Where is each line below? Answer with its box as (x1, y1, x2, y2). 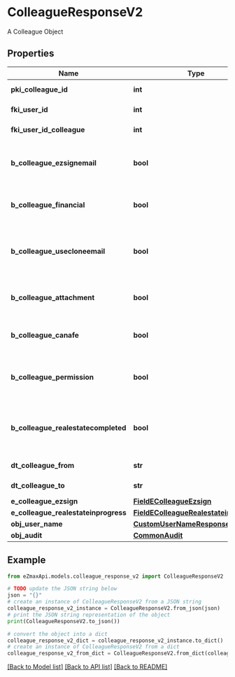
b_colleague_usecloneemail (10, 246, 106, 256)
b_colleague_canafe (10, 330, 79, 340)
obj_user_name (10, 519, 63, 529)
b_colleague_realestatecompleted (10, 422, 127, 432)
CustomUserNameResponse (133, 519, 230, 529)
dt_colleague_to (10, 480, 65, 490)
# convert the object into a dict (7, 630, 108, 637)
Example (7, 554, 46, 566)
